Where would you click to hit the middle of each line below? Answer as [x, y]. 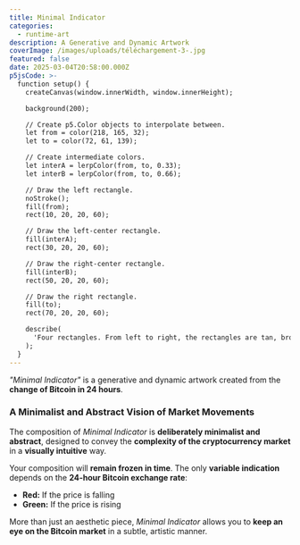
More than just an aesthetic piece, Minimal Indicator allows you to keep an [146, 521]
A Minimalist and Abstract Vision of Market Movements [132, 412]
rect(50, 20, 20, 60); [67, 281]
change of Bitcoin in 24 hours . [66, 389]
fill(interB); [51, 272]
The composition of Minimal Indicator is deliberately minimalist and [135, 432]
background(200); [58, 108]
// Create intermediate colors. [85, 157]
